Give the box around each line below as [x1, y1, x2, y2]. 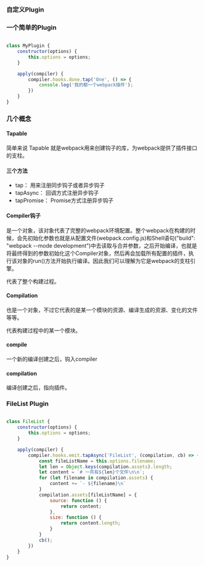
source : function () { [49, 497, 107, 503]
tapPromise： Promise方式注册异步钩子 [15, 197, 114, 204]
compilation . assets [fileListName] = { [38, 492, 137, 498]
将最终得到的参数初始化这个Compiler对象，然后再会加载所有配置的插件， [6, 250, 189, 257]
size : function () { [49, 514, 102, 521]
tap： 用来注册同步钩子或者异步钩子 [15, 181, 105, 189]
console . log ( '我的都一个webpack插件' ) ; [38, 82, 134, 88]
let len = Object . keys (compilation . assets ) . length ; [38, 464, 172, 470]
